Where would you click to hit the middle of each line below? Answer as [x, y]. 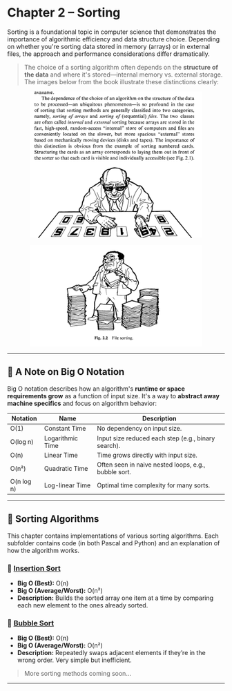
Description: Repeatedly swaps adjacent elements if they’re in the [111, 653]
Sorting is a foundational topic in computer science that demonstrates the [112, 32]
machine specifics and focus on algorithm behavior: [82, 403]
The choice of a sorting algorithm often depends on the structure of [121, 67]
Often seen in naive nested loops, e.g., [151, 465]
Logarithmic [61, 438]
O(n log [21, 482]
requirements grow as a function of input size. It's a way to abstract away [113, 396]
